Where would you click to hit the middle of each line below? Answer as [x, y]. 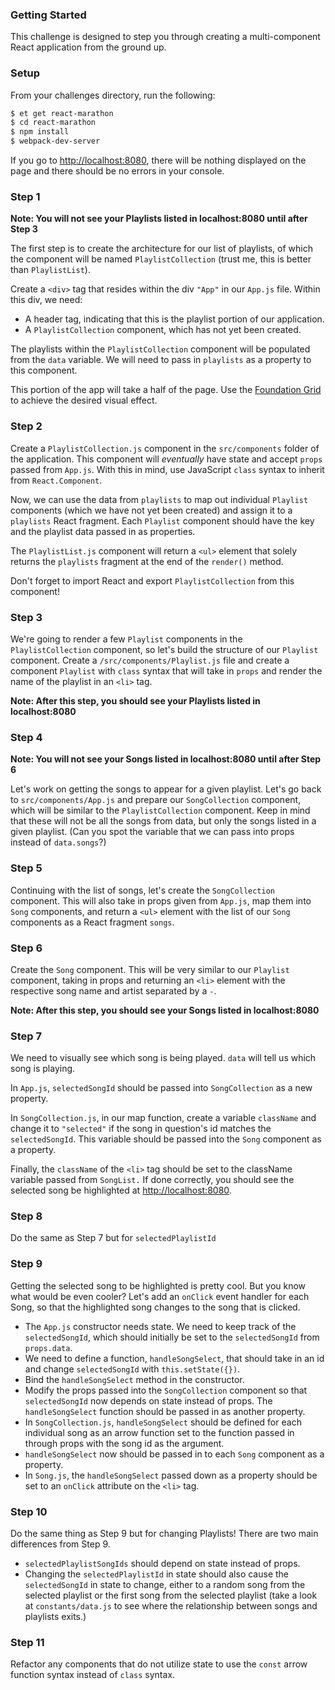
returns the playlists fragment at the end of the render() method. [147, 561]
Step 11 [27, 1642]
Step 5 [26, 868]
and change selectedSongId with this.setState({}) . [132, 1369]
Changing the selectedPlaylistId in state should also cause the [157, 1574]
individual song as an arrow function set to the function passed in [159, 1432]
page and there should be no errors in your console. [117, 171]
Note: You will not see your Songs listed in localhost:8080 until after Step [166, 759]
